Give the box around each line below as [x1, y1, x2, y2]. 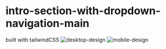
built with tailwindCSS [5, 36, 60, 43]
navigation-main [5, 17, 90, 30]
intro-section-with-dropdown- [5, 4, 161, 18]
